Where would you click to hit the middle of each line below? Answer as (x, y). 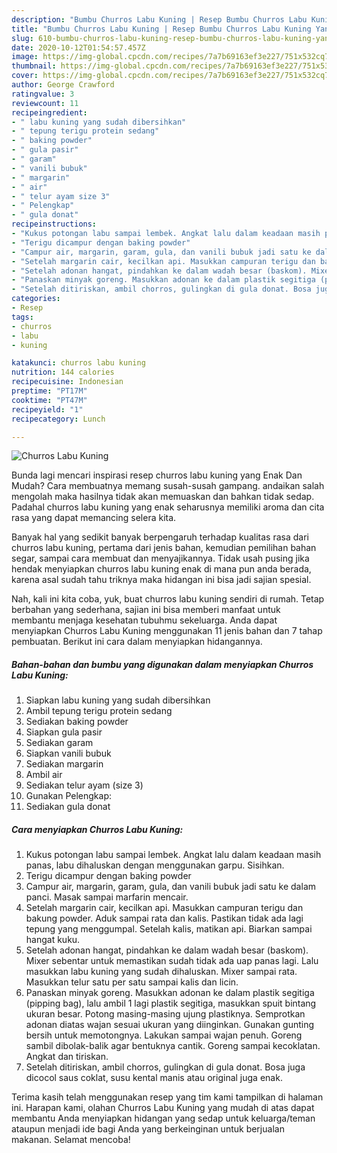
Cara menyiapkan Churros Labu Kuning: (97, 829)
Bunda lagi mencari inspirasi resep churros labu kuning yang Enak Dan (157, 475)
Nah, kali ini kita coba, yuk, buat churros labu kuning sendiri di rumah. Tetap (168, 599)
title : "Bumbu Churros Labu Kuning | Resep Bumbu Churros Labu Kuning (161, 29)
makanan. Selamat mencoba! (71, 1140)
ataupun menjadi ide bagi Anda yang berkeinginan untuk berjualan (148, 1129)
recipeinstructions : (54, 224)
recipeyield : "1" (47, 409)
